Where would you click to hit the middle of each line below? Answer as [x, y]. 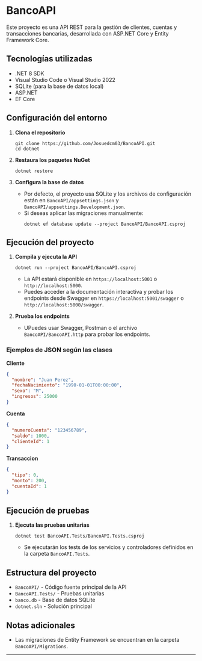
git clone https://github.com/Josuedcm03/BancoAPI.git [85, 143]
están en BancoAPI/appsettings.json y [71, 200]
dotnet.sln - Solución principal [53, 606]
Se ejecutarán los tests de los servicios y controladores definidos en [109, 547]
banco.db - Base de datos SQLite [55, 600]
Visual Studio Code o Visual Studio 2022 [65, 79]
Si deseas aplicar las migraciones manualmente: [84, 213]
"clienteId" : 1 [31, 441]
